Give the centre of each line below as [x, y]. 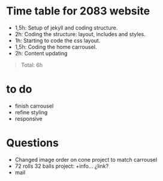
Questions [32, 143]
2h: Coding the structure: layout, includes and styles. [80, 34]
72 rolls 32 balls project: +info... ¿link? [62, 166]
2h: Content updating [41, 53]
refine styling [31, 112]
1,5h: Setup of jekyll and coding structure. [66, 28]
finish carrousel [34, 106]
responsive [29, 118]
